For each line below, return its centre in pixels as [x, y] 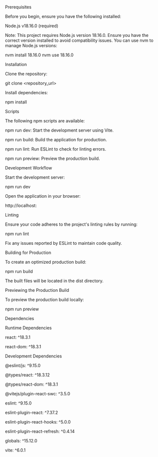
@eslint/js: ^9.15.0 [23, 365]
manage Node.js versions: [31, 45]
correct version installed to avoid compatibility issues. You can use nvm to [79, 40]
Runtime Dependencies [28, 328]
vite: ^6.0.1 [15, 450]
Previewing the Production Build [37, 290]
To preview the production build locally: [44, 300]
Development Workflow [29, 168]
